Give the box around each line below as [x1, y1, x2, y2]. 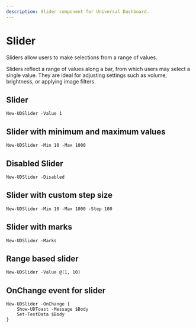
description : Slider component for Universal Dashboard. [6, 8, 150, 15]
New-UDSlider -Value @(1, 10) [6, 269, 81, 275]
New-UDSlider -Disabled [6, 174, 65, 180]
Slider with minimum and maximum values [6, 127, 166, 137]
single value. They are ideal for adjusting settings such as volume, [6, 72, 168, 79]
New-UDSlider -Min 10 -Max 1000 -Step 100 [6, 205, 113, 212]
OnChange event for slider [6, 285, 106, 295]
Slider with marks [6, 222, 72, 232]
